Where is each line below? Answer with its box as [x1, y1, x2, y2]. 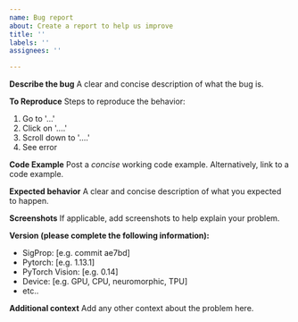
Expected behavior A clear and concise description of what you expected [9, 186, 282, 197]
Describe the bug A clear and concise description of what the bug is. [9, 79, 264, 89]
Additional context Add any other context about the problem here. [9, 303, 254, 314]
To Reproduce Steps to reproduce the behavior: [9, 96, 186, 107]
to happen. [9, 196, 49, 207]
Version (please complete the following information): [9, 230, 210, 241]
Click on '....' [21, 123, 68, 134]
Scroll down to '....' [21, 132, 91, 143]
